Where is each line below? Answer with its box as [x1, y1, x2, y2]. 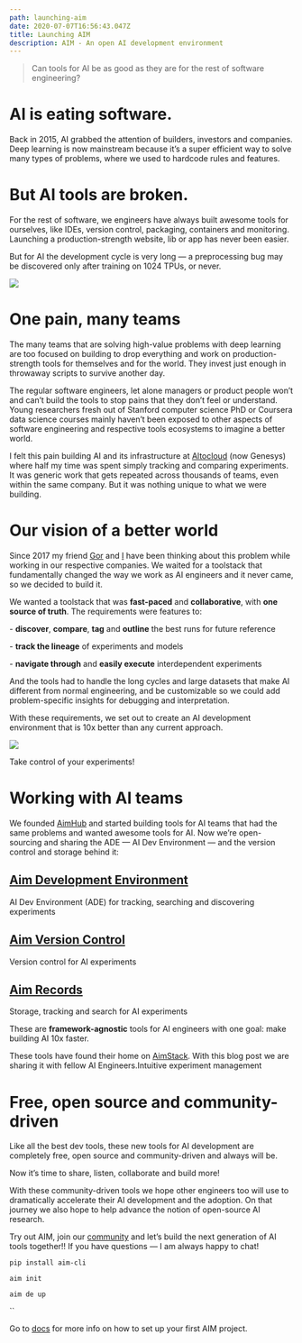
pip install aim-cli [9, 1258, 87, 1267]
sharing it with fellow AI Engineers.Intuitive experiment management [9, 1060, 262, 1071]
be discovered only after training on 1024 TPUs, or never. [9, 260, 222, 271]
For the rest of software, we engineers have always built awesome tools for [9, 215, 288, 225]
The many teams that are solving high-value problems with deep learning [9, 339, 281, 350]
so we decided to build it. [9, 579, 104, 589]
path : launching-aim [9, 13, 87, 23]
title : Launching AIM [9, 30, 91, 39]
